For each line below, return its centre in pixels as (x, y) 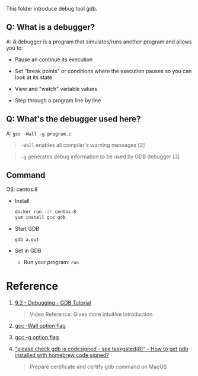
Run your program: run (51, 262)
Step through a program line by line (58, 100)
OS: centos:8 (22, 189)
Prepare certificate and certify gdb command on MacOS (98, 367)
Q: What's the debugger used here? (74, 119)
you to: (15, 48)
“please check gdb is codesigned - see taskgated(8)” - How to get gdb (101, 349)
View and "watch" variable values (56, 89)
